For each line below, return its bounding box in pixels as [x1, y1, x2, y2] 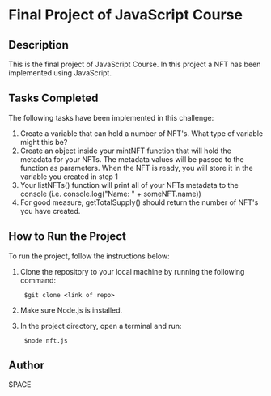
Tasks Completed [8, 92, 99, 105]
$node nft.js [23, 336, 68, 345]
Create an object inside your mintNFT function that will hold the [19, 146, 232, 155]
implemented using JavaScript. [8, 68, 112, 78]
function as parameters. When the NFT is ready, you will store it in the [19, 163, 253, 172]
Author [8, 359, 44, 373]
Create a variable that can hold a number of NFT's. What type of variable [19, 128, 264, 138]
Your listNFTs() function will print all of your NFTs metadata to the [19, 180, 239, 189]
